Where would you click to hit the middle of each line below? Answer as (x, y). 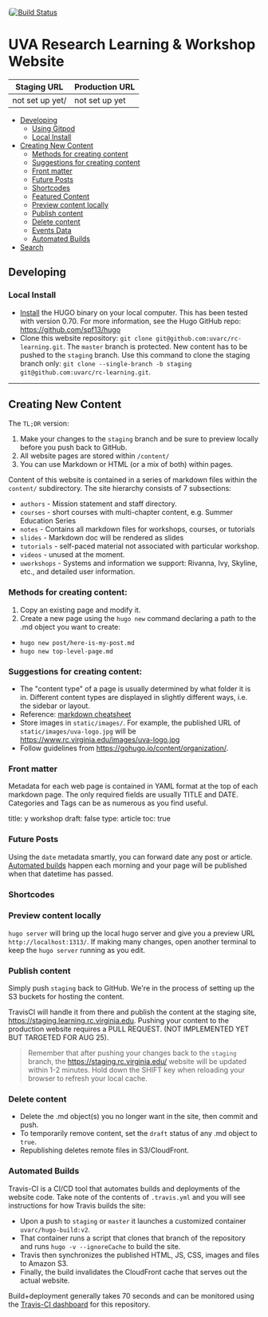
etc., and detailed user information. (77, 571)
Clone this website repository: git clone (86, 338)
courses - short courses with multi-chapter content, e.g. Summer (126, 512)
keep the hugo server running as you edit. (77, 950)
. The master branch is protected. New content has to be (155, 346)
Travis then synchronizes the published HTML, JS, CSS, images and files (140, 1255)
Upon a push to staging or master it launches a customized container (133, 1220)
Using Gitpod (53, 129)
